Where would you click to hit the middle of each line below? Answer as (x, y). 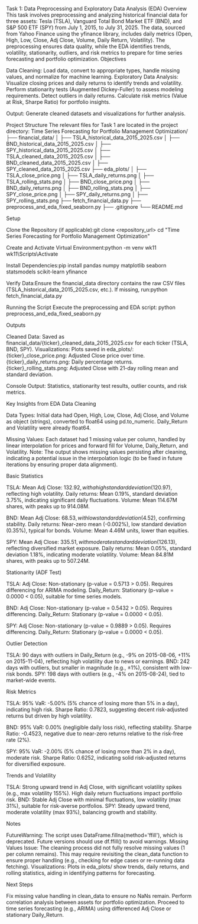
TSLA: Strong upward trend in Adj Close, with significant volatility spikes (94, 787)
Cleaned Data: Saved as (35, 337)
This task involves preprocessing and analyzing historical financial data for (97, 15)
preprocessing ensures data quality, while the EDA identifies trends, (89, 46)
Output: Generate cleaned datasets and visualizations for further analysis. (96, 113)
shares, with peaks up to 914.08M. (48, 506)
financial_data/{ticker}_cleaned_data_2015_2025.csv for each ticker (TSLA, (97, 343)
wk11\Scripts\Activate (32, 254)
